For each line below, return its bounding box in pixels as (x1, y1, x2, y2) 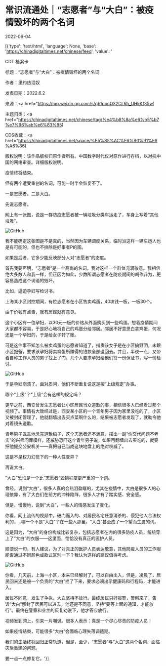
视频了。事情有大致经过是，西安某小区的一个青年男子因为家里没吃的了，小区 (5, 408, 161, 414)
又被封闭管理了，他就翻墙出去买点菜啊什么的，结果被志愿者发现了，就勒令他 (5, 414, 161, 420)
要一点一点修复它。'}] (5, 655, 49, 661)
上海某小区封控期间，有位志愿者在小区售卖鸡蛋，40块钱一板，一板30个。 (5, 298, 155, 304)
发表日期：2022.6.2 (5, 90, 45, 96)
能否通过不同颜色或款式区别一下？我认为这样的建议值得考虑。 (5, 552, 131, 558)
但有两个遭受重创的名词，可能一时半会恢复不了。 (5, 180, 105, 186)
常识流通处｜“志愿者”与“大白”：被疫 (5, 4, 154, 16)
